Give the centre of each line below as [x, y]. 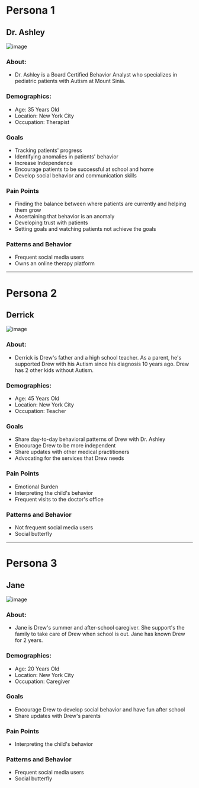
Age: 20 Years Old [37, 669]
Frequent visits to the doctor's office [59, 499]
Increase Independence [44, 163]
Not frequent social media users [54, 527]
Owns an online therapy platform [54, 263]
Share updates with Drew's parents [57, 716]
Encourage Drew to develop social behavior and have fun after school [100, 709]
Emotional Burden [36, 487]
